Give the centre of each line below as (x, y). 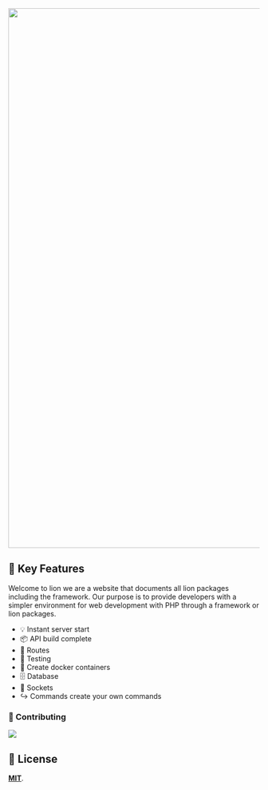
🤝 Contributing (37, 716)
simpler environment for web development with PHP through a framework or (134, 605)
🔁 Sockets (36, 688)
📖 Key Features (47, 569)
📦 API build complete (55, 638)
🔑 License (33, 759)
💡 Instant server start (55, 629)
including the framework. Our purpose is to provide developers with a (122, 596)
